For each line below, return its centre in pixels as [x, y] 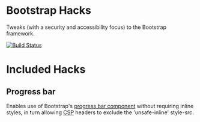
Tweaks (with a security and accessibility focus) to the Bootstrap [86, 27]
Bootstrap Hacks [49, 11]
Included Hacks [46, 69]
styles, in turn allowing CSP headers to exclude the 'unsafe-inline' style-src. [100, 112]
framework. [20, 33]
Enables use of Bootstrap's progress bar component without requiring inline [100, 106]
